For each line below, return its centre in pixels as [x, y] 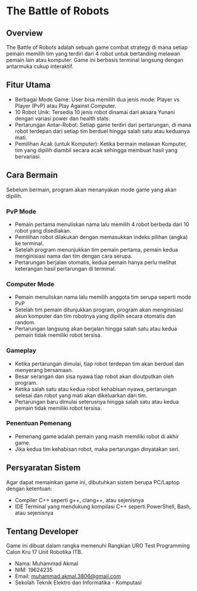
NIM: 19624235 [34, 570]
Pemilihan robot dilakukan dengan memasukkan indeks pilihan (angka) [101, 237]
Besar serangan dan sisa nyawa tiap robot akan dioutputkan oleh [94, 376]
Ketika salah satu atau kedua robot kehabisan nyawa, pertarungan [96, 389]
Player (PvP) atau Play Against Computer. [65, 106]
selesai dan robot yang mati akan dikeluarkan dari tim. [81, 395]
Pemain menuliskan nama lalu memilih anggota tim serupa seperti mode [103, 297]
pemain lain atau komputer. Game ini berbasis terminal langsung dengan [95, 60]
